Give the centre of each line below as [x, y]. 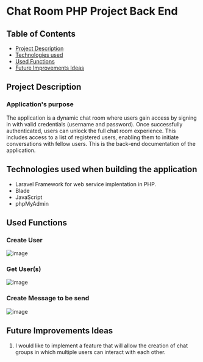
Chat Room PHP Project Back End [92, 11]
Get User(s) [24, 269]
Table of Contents [41, 34]
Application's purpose [40, 104]
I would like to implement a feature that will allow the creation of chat [101, 346]
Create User [24, 240]
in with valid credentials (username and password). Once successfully [94, 124]
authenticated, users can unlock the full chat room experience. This [91, 131]
